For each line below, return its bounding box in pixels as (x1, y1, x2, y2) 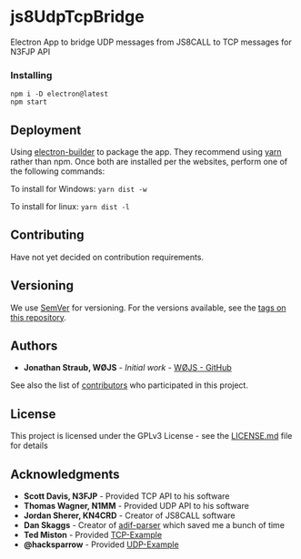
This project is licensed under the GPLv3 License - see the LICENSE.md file (10, 431, 293, 442)
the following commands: (10, 166, 105, 177)
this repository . (10, 311, 67, 322)
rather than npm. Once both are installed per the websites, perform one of (10, 157, 288, 168)
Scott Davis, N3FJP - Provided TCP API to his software (23, 491, 230, 502)
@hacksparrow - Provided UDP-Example (23, 539, 180, 550)
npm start (10, 97, 48, 107)
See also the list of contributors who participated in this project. (10, 380, 249, 391)
